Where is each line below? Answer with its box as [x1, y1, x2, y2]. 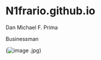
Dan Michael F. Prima [5, 24, 58, 31]
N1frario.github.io [5, 4, 96, 18]
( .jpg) [5, 46, 42, 54]
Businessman [5, 35, 39, 42]
